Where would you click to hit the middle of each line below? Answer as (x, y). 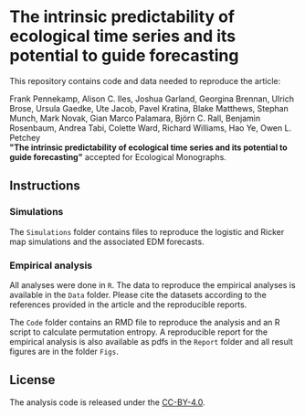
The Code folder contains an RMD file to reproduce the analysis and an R (145, 322)
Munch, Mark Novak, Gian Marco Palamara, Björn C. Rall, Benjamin (135, 118)
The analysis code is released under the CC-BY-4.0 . (107, 402)
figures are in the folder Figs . (64, 351)
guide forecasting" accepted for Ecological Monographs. (118, 156)
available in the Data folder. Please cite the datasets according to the (138, 294)
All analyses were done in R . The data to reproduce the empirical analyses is (152, 284)
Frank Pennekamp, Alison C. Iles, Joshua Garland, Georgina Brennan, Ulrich (152, 99)
